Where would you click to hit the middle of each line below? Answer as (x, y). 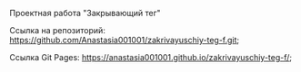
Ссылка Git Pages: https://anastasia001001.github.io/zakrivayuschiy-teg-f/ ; (151, 57)
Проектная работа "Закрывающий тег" (85, 13)
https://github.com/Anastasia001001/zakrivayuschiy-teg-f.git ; (125, 40)
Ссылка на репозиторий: (58, 30)
